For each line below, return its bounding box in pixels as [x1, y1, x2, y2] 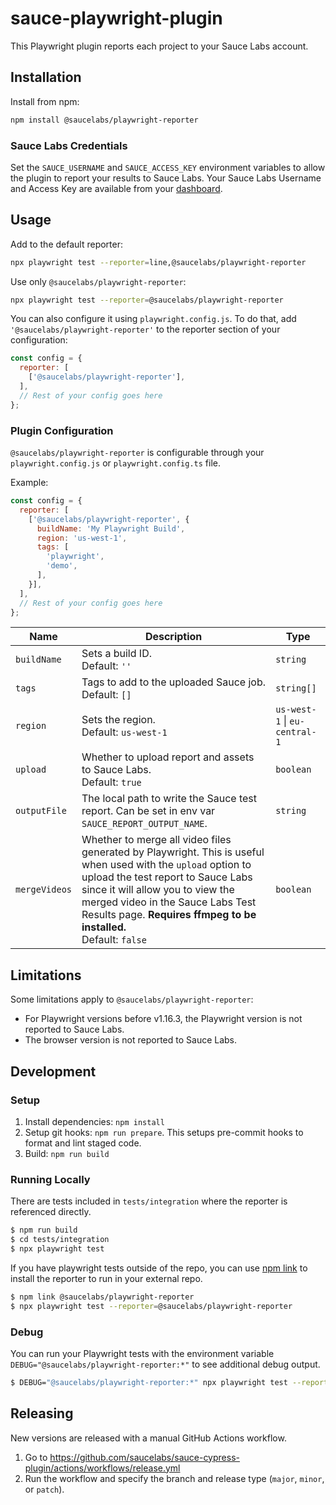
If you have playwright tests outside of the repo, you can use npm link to [10, 1262, 308, 1274]
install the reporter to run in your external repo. [10, 1272, 203, 1284]
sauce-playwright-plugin [10, 7, 223, 30]
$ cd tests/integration [10, 1235, 110, 1245]
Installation [10, 69, 82, 86]
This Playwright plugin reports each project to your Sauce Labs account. [10, 40, 309, 52]
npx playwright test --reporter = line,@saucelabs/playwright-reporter [10, 257, 307, 267]
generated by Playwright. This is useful [81, 845, 265, 859]
